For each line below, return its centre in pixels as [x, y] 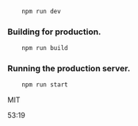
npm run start [45, 85]
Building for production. [54, 32]
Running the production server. [69, 68]
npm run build [45, 48]
